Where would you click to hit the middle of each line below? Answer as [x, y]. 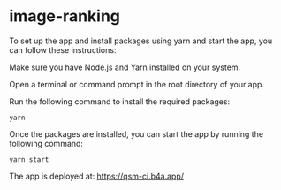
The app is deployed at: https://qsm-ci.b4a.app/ [96, 176]
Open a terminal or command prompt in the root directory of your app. [137, 84]
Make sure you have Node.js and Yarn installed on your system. [125, 67]
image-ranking [65, 16]
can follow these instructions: [63, 49]
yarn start [29, 160]
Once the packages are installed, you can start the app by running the [136, 133]
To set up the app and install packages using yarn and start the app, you [141, 41]
